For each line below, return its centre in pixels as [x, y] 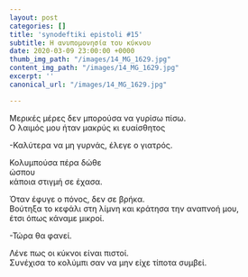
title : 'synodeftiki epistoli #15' [76, 34]
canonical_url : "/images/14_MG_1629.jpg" [88, 85]
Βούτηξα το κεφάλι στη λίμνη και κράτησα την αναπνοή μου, [124, 209]
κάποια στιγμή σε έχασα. [56, 182]
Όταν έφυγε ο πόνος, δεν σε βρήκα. [78, 199]
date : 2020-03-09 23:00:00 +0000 [72, 51]
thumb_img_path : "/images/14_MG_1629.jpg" [90, 59]
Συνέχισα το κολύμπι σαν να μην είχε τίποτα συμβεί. [108, 263]
